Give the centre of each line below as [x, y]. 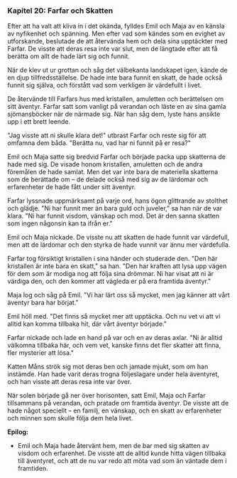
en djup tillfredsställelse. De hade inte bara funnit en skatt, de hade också [115, 78]
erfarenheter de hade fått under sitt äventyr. [72, 187]
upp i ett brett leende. [39, 122]
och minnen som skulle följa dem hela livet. [70, 418]
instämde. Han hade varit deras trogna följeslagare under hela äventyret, [114, 374]
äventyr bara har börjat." [43, 303]
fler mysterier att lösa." [41, 353]
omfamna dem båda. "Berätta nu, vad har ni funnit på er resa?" [99, 143]
